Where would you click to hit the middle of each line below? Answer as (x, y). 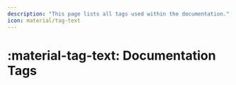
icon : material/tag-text (44, 21)
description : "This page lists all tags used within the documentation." (119, 14)
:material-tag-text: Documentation (112, 56)
